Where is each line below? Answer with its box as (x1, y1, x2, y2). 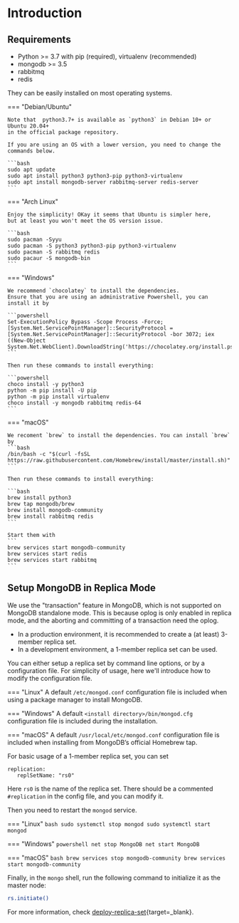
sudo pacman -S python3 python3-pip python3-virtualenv (7, 242, 176, 249)
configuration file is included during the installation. (7, 716, 158, 725)
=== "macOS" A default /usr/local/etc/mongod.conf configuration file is (7, 730, 220, 739)
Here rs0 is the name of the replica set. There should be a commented (7, 784, 213, 793)
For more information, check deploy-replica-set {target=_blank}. (7, 907, 194, 916)
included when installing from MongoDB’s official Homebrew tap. (7, 738, 198, 746)
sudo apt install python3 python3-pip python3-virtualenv (7, 172, 183, 179)
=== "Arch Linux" (7, 197, 59, 206)
